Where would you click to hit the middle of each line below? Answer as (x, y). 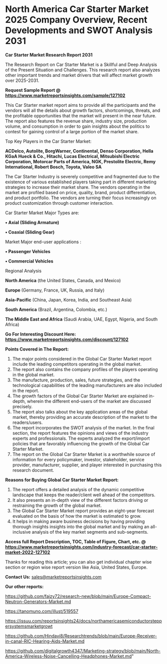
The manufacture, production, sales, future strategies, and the (76, 380)
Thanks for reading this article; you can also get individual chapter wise (79, 562)
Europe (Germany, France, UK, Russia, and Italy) (55, 290)
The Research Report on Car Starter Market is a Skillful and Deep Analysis (81, 64)
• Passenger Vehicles (28, 251)
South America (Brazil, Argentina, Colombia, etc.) (56, 309)
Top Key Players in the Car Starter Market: (48, 141)
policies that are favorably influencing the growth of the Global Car (81, 443)
